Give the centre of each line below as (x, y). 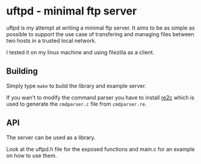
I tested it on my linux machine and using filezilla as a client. (80, 52)
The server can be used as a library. (51, 137)
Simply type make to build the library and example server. (76, 86)
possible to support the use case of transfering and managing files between (100, 34)
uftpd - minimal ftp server (72, 11)
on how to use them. (32, 156)
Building (22, 71)
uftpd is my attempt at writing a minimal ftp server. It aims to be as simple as (100, 28)
